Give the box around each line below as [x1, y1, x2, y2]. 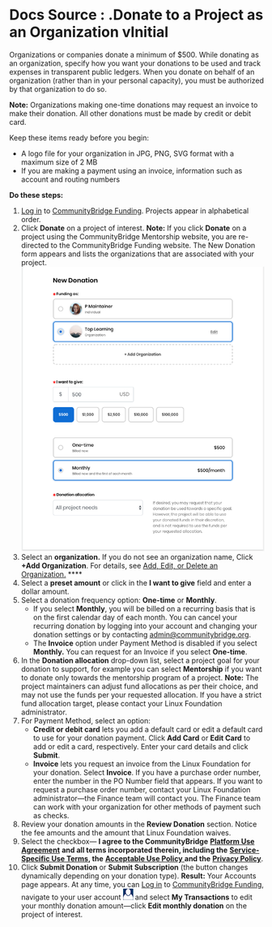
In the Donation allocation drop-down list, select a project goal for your [20, 655, 260, 666]
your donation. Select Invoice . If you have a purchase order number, [32, 768, 261, 778]
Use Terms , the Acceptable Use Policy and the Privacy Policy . [51, 854, 264, 864]
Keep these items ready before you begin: [9, 132, 149, 143]
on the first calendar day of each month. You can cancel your [32, 612, 238, 622]
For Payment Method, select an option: [20, 716, 151, 726]
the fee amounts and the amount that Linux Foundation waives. [20, 828, 232, 838]
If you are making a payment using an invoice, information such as [20, 165, 243, 175]
